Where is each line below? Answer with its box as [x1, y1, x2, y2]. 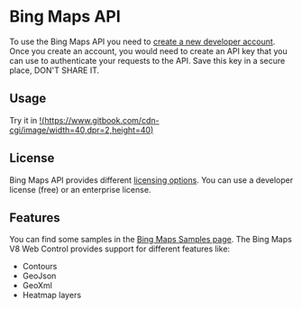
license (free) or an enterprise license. [9, 184, 151, 195]
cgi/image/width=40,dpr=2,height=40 [9, 124, 151, 135]
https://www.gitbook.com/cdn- [44, 114, 160, 125]
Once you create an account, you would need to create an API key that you [9, 45, 288, 56]
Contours [22, 261, 58, 272]
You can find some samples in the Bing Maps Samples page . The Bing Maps [9, 234, 293, 245]
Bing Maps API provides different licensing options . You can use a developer [9, 174, 294, 186]
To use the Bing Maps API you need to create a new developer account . [9, 36, 276, 47]
